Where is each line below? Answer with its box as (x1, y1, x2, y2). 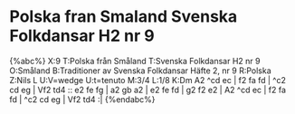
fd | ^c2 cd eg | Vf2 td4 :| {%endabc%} (9, 93, 156, 105)
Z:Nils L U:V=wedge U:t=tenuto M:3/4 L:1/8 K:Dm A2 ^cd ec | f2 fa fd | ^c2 (9, 74, 287, 85)
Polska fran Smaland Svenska (9, 6, 238, 27)
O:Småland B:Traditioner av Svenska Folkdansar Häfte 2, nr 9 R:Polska (9, 65, 271, 76)
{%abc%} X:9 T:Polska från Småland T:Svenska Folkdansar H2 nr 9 (9, 55, 261, 66)
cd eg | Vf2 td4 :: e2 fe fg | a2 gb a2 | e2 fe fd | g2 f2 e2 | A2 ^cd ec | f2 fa (9, 84, 287, 95)
